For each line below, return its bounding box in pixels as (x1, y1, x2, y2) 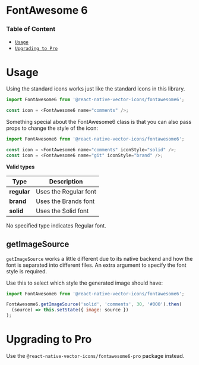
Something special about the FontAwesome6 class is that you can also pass (6, 118, 192, 126)
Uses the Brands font (35, 197, 95, 205)
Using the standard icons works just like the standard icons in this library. (6, 85, 185, 92)
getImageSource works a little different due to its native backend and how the (6, 255, 193, 262)
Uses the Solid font (35, 207, 89, 215)
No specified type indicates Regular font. (6, 222, 106, 229)
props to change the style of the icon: (6, 124, 98, 132)
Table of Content (6, 25, 56, 33)
